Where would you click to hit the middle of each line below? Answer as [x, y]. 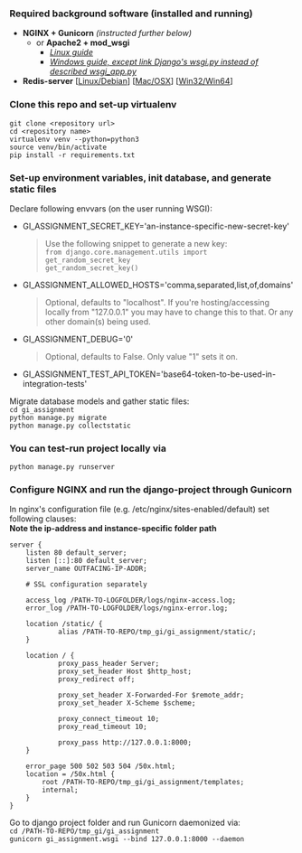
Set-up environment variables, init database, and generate [140, 177]
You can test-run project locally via [88, 448]
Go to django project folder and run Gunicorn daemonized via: [125, 823]
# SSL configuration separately [86, 585]
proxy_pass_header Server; [109, 664]
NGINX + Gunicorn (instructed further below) [107, 33]
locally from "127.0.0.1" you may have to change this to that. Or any [169, 312]
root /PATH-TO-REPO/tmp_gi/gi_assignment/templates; [143, 783]
